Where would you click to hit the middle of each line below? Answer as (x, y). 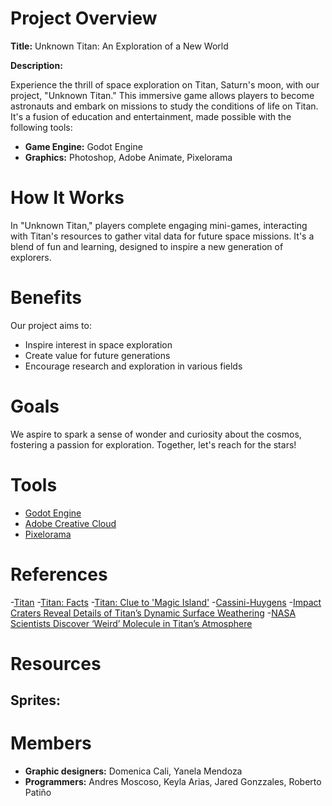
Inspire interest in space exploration (98, 344)
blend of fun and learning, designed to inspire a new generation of (147, 246)
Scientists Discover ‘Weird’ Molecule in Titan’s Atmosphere (131, 623)
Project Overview (84, 18)
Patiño (38, 793)
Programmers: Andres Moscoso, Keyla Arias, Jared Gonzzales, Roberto (173, 782)
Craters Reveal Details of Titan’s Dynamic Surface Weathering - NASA (153, 613)
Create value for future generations (97, 355)
